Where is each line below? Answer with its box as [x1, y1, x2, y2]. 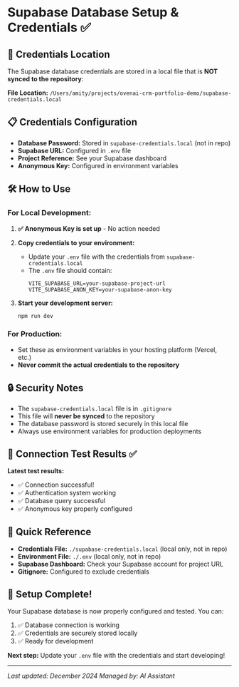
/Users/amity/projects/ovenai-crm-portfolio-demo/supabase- [49, 90, 232, 97]
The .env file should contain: [28, 266, 112, 274]
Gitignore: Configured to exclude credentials [17, 567, 149, 576]
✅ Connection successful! [17, 480, 95, 489]
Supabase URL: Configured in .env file [17, 146, 132, 155]
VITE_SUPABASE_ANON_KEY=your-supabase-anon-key [28, 286, 172, 293]
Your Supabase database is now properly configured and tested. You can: [7, 606, 224, 615]
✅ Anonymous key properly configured [17, 505, 133, 513]
